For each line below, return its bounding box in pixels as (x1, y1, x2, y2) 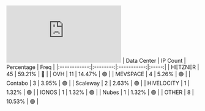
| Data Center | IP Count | (122, 57, 186, 64)
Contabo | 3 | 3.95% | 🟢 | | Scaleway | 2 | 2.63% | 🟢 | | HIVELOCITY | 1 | (6, 79, 190, 87)
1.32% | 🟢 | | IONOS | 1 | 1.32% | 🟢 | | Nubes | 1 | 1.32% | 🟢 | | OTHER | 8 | (6, 88, 194, 96)
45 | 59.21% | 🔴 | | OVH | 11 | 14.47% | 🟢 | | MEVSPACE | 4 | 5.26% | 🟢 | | (6, 70, 191, 77)
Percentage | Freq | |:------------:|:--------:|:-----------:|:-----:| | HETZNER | (6, 63, 199, 71)
